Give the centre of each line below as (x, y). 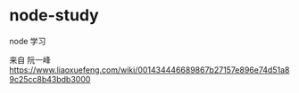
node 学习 (28, 41)
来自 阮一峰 (30, 59)
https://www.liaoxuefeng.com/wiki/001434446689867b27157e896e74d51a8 (149, 70)
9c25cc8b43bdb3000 (50, 79)
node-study (54, 15)
